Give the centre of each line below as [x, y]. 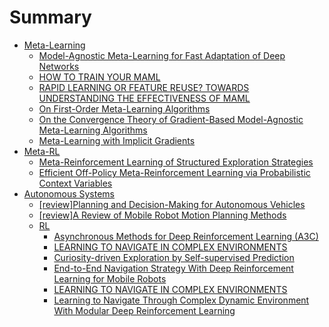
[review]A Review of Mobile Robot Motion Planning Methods [162, 215]
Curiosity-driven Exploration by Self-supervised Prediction [174, 257]
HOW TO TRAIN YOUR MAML [99, 77]
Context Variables [75, 183]
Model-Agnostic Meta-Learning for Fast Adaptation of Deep [162, 55]
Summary [50, 17]
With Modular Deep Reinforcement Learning [144, 310]
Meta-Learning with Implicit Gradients [117, 140]
